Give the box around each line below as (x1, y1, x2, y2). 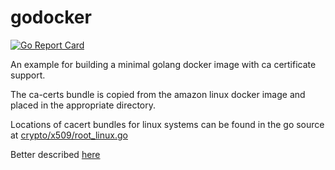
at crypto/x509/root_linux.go (10, 129, 128, 141)
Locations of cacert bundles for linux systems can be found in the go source (10, 118, 325, 130)
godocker (10, 6, 92, 29)
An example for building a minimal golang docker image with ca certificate (10, 58, 317, 70)
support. (10, 69, 46, 81)
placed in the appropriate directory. (10, 99, 157, 111)
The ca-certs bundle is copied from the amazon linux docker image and (10, 88, 306, 100)
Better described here (10, 148, 101, 160)
